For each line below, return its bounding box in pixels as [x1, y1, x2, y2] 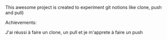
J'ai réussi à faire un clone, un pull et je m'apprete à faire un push [5, 29, 143, 35]
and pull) [5, 10, 24, 16]
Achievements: [5, 20, 37, 25]
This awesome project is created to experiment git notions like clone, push [5, 5, 162, 10]
